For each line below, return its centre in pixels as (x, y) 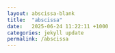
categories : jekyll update (46, 33)
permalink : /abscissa (38, 39)
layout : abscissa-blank (41, 13)
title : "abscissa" (35, 20)
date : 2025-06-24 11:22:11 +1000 (58, 26)
